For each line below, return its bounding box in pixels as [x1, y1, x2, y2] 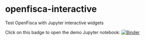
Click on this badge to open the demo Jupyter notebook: [5, 29, 120, 35]
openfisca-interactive [5, 3, 97, 15]
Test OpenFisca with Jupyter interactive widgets [5, 20, 104, 26]
